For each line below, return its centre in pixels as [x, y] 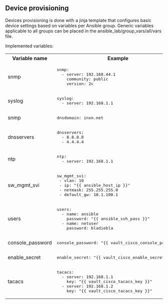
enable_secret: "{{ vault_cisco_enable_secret [111, 257]
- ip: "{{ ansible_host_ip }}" [95, 185]
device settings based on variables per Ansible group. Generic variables [79, 25]
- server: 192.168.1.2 [87, 286]
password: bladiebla [90, 228]
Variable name [30, 58]
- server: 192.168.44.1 [89, 74]
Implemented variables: [29, 46]
